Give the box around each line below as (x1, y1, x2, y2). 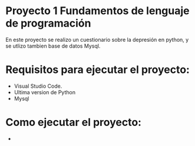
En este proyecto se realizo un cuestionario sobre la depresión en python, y (5, 36, 189, 43)
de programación (5, 16, 91, 30)
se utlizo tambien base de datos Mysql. (5, 42, 101, 49)
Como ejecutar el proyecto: (5, 116, 142, 129)
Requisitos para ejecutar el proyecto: (5, 63, 190, 77)
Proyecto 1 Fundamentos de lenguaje (5, 4, 190, 18)
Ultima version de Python (14, 88, 76, 95)
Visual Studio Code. (14, 82, 62, 89)
